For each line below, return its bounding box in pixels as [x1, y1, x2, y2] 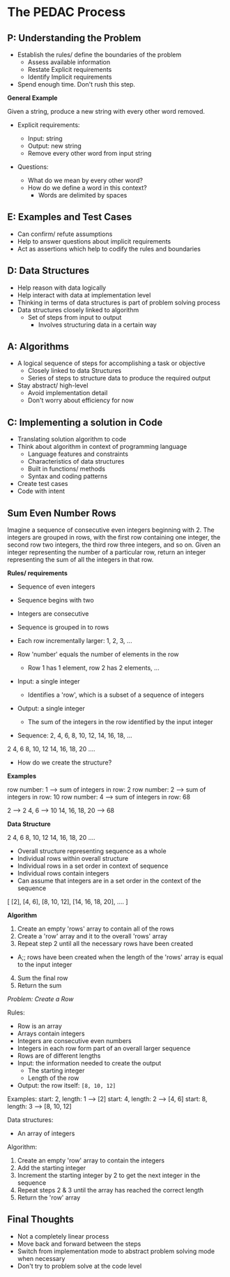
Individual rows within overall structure [17, 855, 129, 863]
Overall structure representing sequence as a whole [17, 847, 167, 855]
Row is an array [17, 1022, 63, 1031]
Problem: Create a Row [7, 995, 74, 1003]
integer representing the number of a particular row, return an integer [7, 548, 206, 556]
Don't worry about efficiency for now [27, 396, 135, 405]
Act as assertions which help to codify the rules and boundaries [17, 244, 201, 253]
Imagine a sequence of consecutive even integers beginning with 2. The [7, 526, 215, 534]
